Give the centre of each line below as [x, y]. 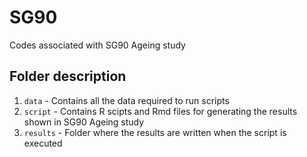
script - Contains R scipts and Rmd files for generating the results [160, 111]
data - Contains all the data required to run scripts [126, 100]
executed [43, 143]
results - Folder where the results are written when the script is [155, 132]
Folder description [68, 76]
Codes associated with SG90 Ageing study [97, 45]
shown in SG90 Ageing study [84, 122]
